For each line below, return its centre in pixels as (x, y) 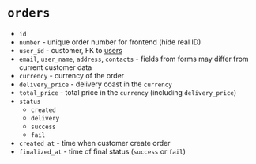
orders (29, 13)
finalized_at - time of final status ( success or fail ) (102, 151)
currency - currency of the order (72, 75)
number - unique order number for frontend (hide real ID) (110, 42)
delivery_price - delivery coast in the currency (96, 84)
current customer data (55, 67)
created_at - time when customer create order (94, 143)
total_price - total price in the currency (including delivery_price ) (128, 92)
